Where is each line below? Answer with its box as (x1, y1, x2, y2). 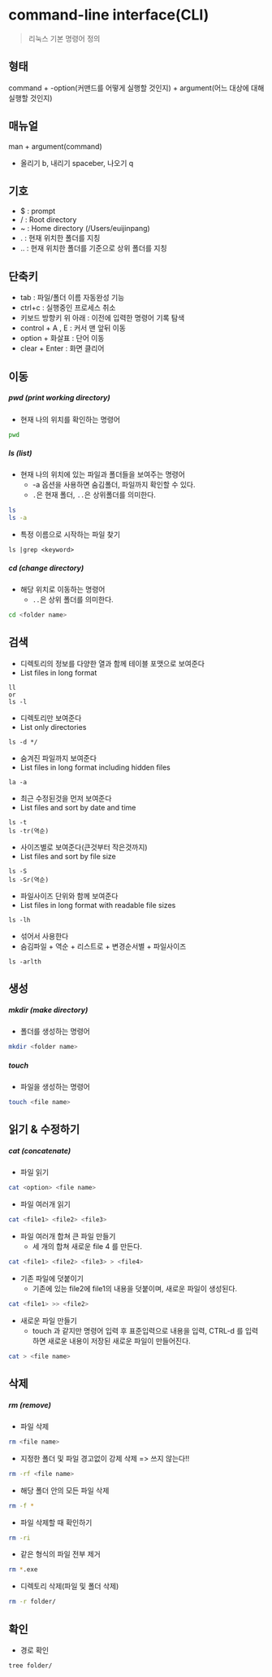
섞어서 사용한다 (19, 931, 69, 941)
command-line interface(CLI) (8, 6, 209, 24)
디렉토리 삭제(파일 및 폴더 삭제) (19, 1581, 119, 1592)
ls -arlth (8, 958, 42, 966)
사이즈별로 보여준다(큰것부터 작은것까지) (19, 842, 148, 852)
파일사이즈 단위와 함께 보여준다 (19, 891, 119, 901)
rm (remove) (8, 1400, 51, 1409)
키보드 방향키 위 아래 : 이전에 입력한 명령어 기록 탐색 (19, 313, 185, 323)
